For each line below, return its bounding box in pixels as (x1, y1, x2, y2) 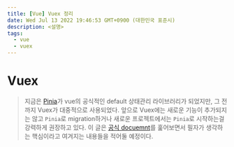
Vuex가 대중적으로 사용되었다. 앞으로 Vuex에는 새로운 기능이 (37, 106, 203, 114)
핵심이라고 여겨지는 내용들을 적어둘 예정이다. (31, 132, 154, 140)
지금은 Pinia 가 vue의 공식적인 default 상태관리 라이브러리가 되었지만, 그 (24, 97, 220, 105)
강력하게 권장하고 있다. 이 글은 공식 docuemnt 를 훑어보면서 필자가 (24, 123, 205, 132)
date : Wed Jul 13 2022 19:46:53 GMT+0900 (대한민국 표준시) (7, 17, 176, 24)
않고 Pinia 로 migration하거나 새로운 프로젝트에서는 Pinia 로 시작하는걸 (31, 114, 225, 122)
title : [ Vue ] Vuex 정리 (7, 10, 73, 17)
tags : (7, 29, 23, 37)
